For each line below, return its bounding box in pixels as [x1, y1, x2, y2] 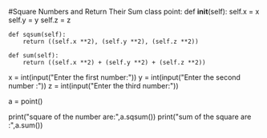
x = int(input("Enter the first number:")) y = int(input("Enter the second [8, 73, 241, 82]
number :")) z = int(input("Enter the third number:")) [8, 81, 179, 90]
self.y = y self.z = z [8, 15, 71, 25]
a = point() [8, 97, 43, 106]
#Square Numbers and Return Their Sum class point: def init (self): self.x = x [8, 7, 260, 16]
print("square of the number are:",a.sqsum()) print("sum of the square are [8, 112, 252, 121]
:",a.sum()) [8, 120, 43, 130]
